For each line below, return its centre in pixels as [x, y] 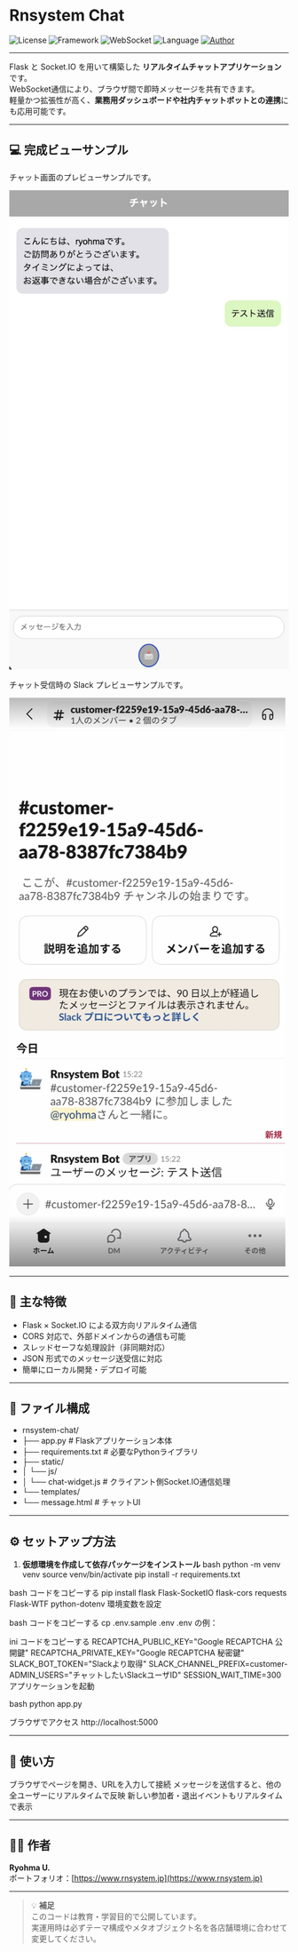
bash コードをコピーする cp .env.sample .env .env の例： [114, 1623]
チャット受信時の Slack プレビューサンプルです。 [98, 684]
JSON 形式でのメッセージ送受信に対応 [92, 1358]
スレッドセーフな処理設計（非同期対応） [96, 1347]
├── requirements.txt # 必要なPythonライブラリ [110, 1452]
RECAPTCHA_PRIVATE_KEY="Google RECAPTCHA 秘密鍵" [137, 1653]
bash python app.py [46, 1704]
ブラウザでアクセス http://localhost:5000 [84, 1722]
